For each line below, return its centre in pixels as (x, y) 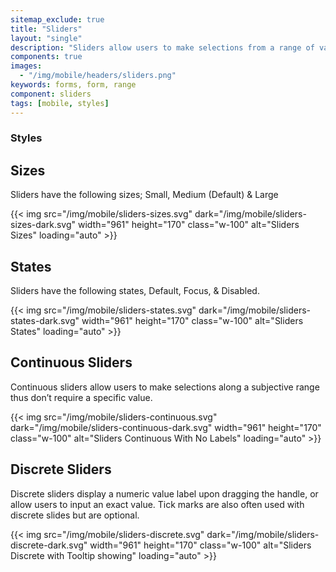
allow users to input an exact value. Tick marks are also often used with (157, 504)
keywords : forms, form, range (73, 85)
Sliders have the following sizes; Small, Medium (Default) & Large (144, 195)
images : (26, 66)
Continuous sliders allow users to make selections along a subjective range (165, 387)
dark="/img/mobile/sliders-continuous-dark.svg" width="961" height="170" (166, 427)
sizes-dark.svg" (43, 225)
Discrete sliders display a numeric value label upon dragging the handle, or (164, 493)
